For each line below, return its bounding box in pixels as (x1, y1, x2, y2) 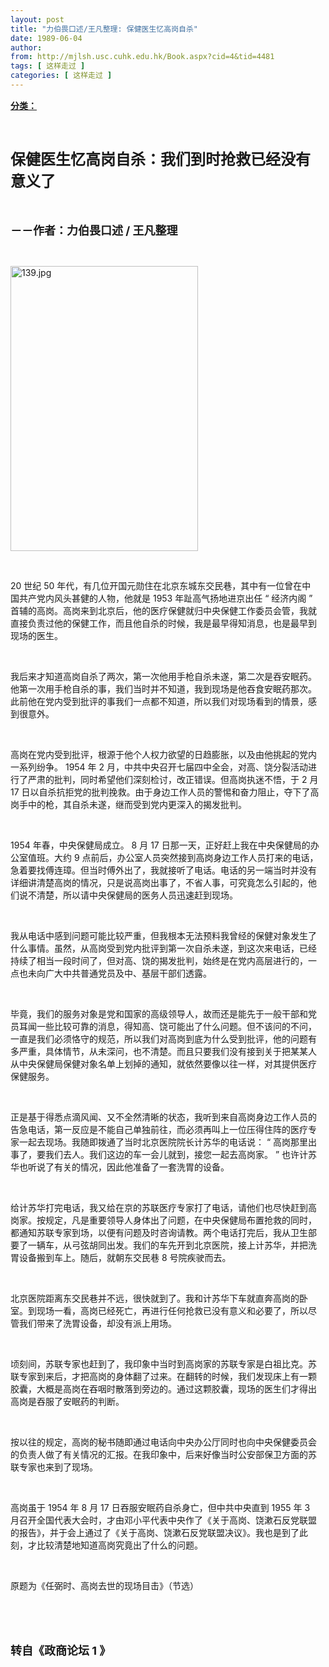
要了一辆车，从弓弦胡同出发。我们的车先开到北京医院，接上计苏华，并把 (10, 1239, 308, 1251)
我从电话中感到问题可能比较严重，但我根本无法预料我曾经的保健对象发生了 (10, 929, 317, 941)
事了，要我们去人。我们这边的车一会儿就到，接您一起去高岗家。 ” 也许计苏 (10, 1148, 318, 1160)
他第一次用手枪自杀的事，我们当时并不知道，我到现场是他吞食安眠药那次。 (10, 682, 317, 695)
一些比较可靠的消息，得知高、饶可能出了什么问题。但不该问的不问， (36, 1020, 317, 1032)
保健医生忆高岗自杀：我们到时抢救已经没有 (10, 149, 311, 169)
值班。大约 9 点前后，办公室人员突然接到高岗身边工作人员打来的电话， (27, 851, 319, 863)
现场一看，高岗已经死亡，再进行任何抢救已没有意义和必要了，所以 (36, 1304, 308, 1316)
